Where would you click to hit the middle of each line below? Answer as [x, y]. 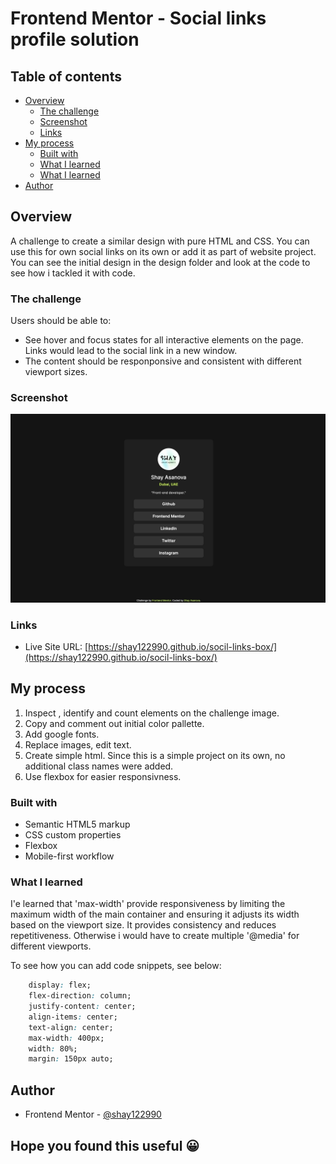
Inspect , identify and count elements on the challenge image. [152, 713]
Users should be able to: [61, 321]
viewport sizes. [56, 372]
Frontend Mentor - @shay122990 [93, 1114]
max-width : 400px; [66, 1038]
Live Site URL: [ [56, 646]
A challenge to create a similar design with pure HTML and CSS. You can [160, 241]
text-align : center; [71, 1027]
